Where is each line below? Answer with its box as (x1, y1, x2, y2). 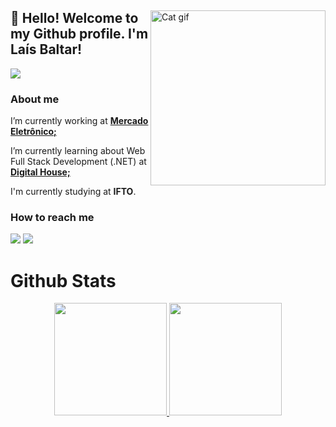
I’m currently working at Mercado (10, 115, 149, 127)
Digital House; (10, 166, 71, 178)
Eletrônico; (10, 126, 57, 138)
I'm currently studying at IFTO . (10, 186, 137, 198)
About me (10, 92, 60, 106)
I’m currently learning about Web (10, 145, 146, 157)
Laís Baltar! (10, 41, 83, 58)
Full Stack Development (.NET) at (10, 156, 147, 168)
